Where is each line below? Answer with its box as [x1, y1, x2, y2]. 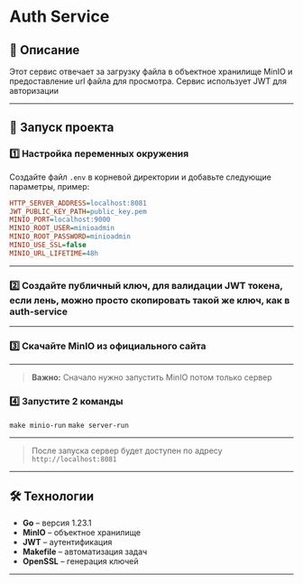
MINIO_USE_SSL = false [9, 241, 87, 250]
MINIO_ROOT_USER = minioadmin [9, 224, 115, 233]
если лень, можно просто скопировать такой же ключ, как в [9, 293, 290, 306]
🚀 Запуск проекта [9, 120, 115, 135]
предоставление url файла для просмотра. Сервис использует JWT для [9, 76, 287, 87]
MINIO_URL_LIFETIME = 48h [9, 248, 99, 258]
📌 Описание [9, 42, 80, 58]
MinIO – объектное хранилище [22, 526, 142, 538]
